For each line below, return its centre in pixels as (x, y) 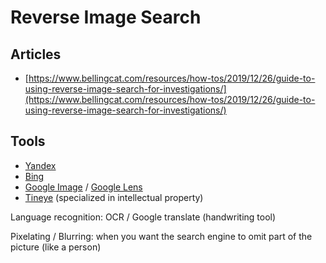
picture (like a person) (56, 247)
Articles (36, 54)
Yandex (40, 165)
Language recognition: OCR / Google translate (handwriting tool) (143, 217)
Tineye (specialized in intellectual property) (114, 197)
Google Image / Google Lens (83, 187)
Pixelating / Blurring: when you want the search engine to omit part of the (161, 236)
